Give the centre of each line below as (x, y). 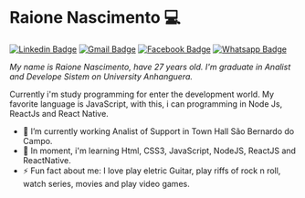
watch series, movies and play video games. (106, 183)
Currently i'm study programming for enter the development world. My (142, 94)
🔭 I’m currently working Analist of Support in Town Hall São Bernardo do (158, 131)
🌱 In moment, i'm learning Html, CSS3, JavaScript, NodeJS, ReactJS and (159, 151)
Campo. (37, 141)
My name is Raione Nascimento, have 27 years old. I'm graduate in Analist (150, 67)
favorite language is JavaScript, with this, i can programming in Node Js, (146, 104)
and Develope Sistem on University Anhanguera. (101, 76)
